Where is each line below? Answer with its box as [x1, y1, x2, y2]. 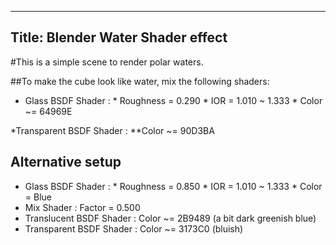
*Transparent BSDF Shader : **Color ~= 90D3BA [10, 124, 215, 136]
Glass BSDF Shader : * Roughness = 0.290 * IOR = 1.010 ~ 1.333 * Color [24, 94, 323, 106]
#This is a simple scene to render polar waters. [10, 56, 204, 68]
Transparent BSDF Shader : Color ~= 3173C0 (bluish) [24, 222, 244, 235]
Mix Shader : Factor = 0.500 [24, 201, 141, 213]
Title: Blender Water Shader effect [10, 29, 228, 46]
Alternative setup [10, 154, 122, 171]
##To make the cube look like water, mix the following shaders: [10, 75, 270, 87]
